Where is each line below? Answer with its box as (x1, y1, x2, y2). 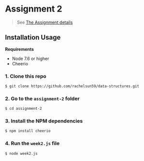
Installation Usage (5, 33, 61, 42)
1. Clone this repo (5, 73, 47, 79)
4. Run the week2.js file (5, 140, 60, 147)
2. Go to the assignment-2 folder (5, 95, 80, 102)
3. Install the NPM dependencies (5, 117, 83, 124)
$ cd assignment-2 (5, 106, 42, 111)
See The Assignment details (16, 19, 73, 25)
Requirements (5, 46, 34, 52)
